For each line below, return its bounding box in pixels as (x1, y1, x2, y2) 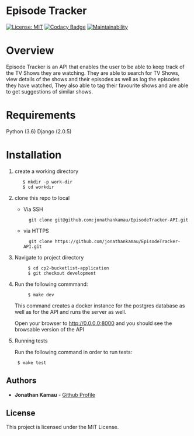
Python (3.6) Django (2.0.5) (6, 127, 72, 135)
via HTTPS (23, 227, 50, 234)
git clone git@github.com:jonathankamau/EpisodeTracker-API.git (28, 217, 189, 223)
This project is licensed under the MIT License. (6, 424, 119, 431)
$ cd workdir (22, 184, 54, 190)
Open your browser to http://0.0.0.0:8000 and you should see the (14, 320, 172, 327)
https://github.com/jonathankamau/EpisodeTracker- (54, 238, 181, 244)
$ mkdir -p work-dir (22, 179, 73, 185)
